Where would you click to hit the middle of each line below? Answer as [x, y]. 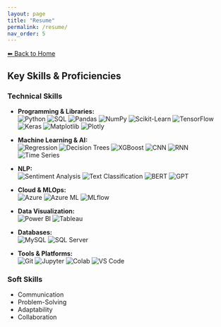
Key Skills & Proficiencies [64, 76]
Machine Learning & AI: [53, 140]
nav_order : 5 [26, 34]
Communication [41, 295]
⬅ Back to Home [31, 54]
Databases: [35, 232]
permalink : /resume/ [38, 27]
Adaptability [35, 310]
